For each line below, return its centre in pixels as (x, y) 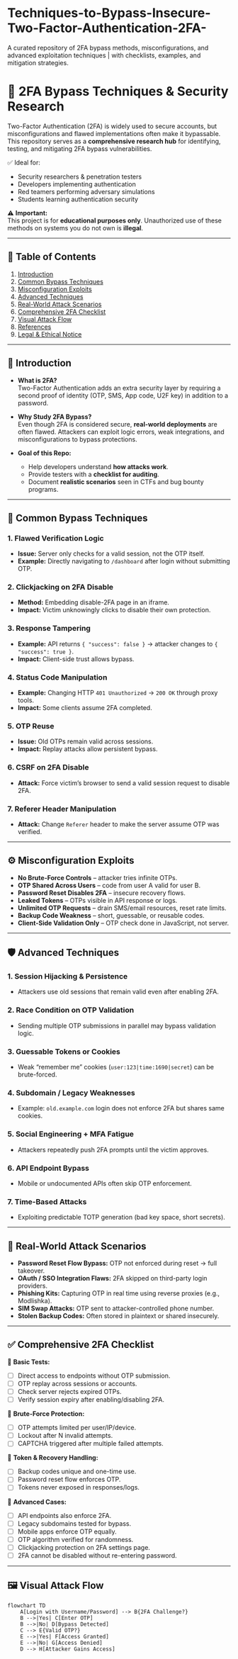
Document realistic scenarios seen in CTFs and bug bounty (116, 482)
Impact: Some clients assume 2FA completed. (85, 708)
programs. (43, 489)
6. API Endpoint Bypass (49, 1168)
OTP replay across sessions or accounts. (77, 1383)
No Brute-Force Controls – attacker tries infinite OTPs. (97, 877)
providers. (33, 1286)
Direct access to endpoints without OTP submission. (94, 1376)
